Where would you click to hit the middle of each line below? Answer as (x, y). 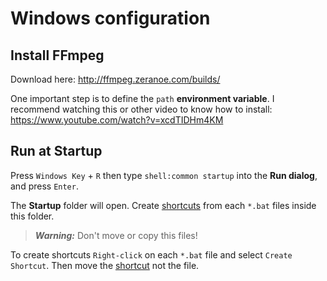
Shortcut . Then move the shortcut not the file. (105, 265)
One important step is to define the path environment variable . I (142, 98)
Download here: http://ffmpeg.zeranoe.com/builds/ (115, 79)
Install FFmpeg (57, 55)
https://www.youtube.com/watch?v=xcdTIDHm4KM (117, 120)
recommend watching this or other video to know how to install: (141, 109)
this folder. (32, 216)
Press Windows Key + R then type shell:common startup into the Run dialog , (164, 175)
